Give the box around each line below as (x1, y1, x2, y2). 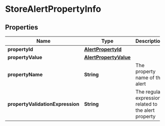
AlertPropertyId (84, 46, 122, 53)
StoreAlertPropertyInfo (5, 3, 102, 15)
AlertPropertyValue (84, 54, 131, 61)
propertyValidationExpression (7, 101, 80, 107)
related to (135, 101, 158, 107)
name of (135, 74, 155, 81)
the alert (135, 107, 155, 114)
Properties (5, 23, 38, 31)
